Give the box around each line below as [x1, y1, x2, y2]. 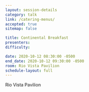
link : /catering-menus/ [5, 17, 55, 22]
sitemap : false [5, 26, 37, 31]
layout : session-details [5, 7, 57, 13]
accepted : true [5, 21, 37, 27]
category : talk [5, 12, 37, 17]
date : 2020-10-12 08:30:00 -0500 [5, 54, 75, 59]
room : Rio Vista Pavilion [5, 63, 59, 68]
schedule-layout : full [5, 68, 53, 73]
